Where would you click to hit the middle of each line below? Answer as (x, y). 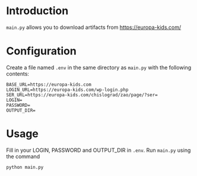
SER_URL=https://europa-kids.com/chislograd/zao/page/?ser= (82, 95)
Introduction (37, 11)
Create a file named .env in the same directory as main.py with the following (99, 67)
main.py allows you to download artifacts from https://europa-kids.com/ (94, 27)
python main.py (25, 167)
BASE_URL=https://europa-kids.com (49, 84)
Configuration (42, 51)
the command (23, 156)
